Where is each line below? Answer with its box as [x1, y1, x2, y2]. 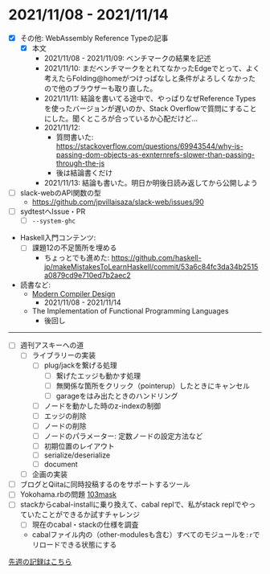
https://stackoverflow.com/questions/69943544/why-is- [55, 141, 243, 151]
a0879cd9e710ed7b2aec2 [43, 271, 131, 281]
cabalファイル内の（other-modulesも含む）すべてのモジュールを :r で [31, 530, 260, 539]
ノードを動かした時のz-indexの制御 [43, 400, 162, 411]
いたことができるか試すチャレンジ [27, 510, 141, 519]
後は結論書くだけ [55, 168, 113, 178]
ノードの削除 [43, 420, 87, 431]
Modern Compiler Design [31, 289, 116, 299]
